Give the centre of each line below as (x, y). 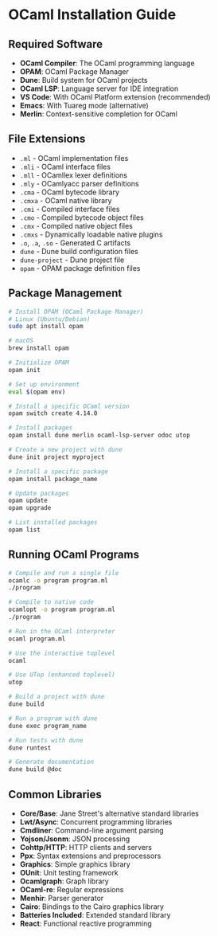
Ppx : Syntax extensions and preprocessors (90, 856)
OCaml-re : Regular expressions (72, 889)
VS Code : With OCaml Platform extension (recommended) (115, 97)
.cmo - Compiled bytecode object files (82, 217)
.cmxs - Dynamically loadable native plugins (91, 234)
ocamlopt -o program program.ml (62, 610)
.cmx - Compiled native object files (76, 225)
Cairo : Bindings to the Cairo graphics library (92, 907)
